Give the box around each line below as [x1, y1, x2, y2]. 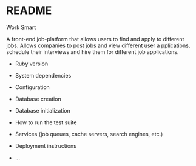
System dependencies [15, 71, 72, 79]
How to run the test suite [15, 119, 77, 126]
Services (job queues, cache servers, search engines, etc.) [15, 130, 163, 138]
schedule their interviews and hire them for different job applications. [6, 48, 179, 55]
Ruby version [15, 60, 49, 67]
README [6, 4, 52, 18]
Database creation [15, 95, 62, 102]
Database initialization [15, 107, 71, 114]
